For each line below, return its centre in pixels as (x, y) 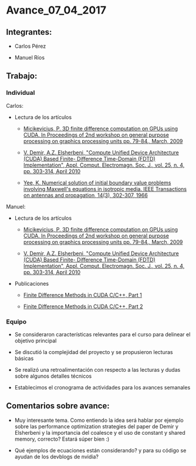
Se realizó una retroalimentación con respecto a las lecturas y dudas (97, 369)
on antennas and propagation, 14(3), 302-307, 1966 (85, 195)
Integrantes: (29, 32)
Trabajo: (22, 76)
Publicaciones (31, 283)
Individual (21, 93)
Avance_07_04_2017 (56, 10)
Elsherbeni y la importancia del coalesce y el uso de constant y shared (100, 432)
